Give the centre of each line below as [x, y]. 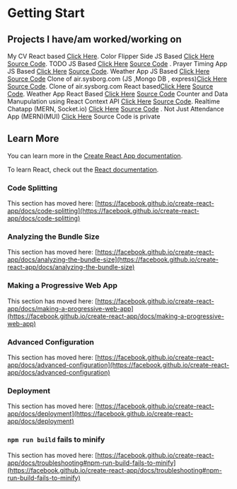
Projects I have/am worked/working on [94, 39]
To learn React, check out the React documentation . [83, 169]
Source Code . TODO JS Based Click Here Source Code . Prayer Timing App [117, 64]
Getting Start [46, 13]
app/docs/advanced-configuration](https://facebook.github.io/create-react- [118, 365]
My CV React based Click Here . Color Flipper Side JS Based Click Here [111, 56]
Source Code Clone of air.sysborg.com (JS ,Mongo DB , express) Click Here [117, 79]
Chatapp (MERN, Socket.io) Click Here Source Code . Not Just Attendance [116, 109]
